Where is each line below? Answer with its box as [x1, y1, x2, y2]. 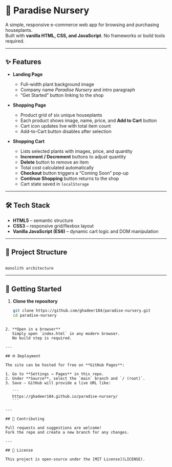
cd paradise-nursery [12, 313, 57, 318]
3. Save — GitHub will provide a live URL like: [5, 380, 111, 385]
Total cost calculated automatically [20, 164, 94, 171]
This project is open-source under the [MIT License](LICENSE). [5, 456, 145, 462]
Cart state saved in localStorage [20, 180, 89, 187]
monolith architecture [5, 266, 54, 271]
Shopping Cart [12, 138, 45, 144]
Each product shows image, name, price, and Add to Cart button [20, 117, 157, 124]
